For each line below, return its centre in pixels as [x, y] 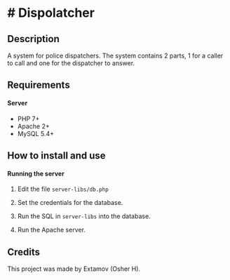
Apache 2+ [34, 126]
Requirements [39, 85]
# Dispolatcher [51, 13]
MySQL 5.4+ [36, 133]
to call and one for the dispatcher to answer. [71, 63]
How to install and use [57, 155]
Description [33, 39]
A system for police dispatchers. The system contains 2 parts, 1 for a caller [115, 55]
